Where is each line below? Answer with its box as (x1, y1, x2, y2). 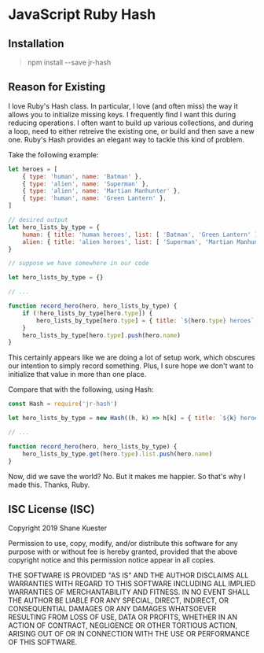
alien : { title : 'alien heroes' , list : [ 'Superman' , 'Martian (22, 238, 234, 245)
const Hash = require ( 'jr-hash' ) (8, 400, 118, 408)
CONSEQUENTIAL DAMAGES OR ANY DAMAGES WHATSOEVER (8, 604, 217, 614)
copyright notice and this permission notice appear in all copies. (8, 555, 216, 565)
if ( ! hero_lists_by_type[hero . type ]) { (22, 309, 153, 317)
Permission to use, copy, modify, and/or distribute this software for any (8, 539, 238, 548)
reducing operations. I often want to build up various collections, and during (8, 118, 254, 127)
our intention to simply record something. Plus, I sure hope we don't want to (8, 361, 254, 371)
